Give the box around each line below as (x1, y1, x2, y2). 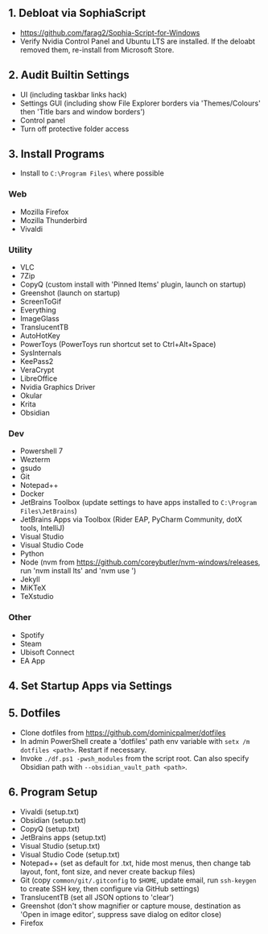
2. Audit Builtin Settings (8, 68, 130, 82)
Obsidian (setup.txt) (19, 815, 87, 824)
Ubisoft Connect (19, 647, 75, 657)
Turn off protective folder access (19, 124, 130, 134)
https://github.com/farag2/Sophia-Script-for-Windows (19, 27, 200, 37)
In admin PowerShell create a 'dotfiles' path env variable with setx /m (19, 736, 250, 746)
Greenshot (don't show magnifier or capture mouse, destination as (19, 901, 241, 911)
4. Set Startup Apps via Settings (8, 680, 172, 693)
